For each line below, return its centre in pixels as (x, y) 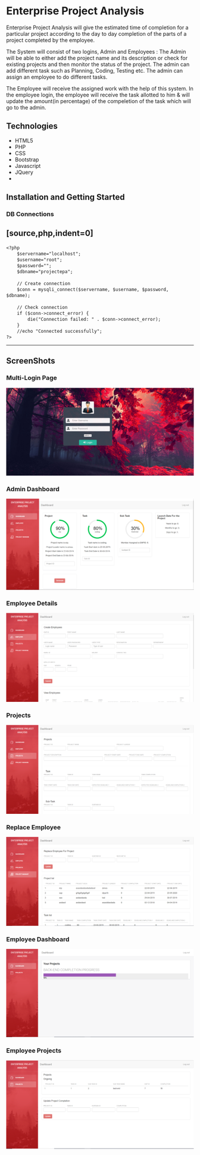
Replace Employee (34, 827)
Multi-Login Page (32, 378)
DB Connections (30, 214)
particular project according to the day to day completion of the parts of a (96, 33)
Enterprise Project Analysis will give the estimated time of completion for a (97, 27)
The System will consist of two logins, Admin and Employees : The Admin (96, 51)
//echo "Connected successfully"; (60, 331)
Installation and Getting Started (65, 197)
